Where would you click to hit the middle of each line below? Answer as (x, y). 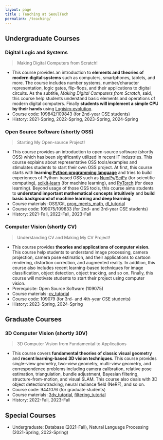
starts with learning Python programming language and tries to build (82, 173)
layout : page (18, 10)
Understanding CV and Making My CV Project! (63, 237)
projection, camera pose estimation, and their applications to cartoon (81, 257)
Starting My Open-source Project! (51, 143)
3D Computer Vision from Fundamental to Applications (72, 344)
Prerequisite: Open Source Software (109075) (58, 288)
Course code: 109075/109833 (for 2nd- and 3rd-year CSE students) (80, 209)
